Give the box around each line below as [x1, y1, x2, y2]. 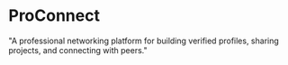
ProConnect [8, 5, 101, 26]
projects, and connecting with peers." [8, 44, 148, 55]
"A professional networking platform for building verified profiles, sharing [8, 35, 280, 46]
